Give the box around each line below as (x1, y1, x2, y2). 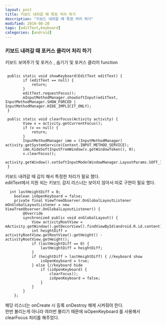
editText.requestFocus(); (23, 91, 77, 96)
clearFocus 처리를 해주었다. (5, 315, 59, 321)
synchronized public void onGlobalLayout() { (23, 216, 119, 220)
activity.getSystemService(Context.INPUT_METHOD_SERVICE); (5, 143, 129, 148)
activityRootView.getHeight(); (5, 237, 70, 242)
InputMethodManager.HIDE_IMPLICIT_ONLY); (5, 104, 92, 109)
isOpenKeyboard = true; (40, 258, 90, 264)
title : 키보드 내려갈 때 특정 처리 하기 (5, 12, 76, 17)
